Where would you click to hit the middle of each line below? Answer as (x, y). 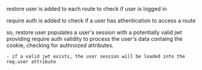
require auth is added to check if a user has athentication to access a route (101, 20)
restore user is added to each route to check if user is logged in (87, 9)
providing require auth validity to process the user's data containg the (95, 39)
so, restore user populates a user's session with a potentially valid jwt (94, 32)
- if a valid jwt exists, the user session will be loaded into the (96, 57)
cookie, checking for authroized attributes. (60, 45)
